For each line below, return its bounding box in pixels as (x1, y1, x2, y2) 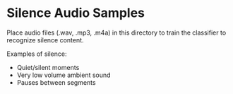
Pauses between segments (16, 78, 96, 86)
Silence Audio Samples (6, 5, 145, 21)
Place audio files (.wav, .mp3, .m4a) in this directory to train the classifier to (6, 28, 227, 37)
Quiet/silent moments (16, 63, 80, 71)
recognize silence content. (6, 35, 84, 44)
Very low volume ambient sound (16, 71, 111, 79)
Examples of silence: (6, 49, 67, 58)
